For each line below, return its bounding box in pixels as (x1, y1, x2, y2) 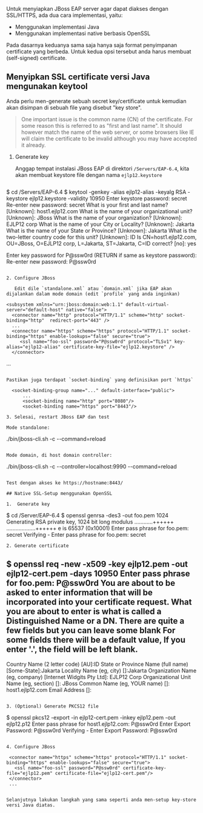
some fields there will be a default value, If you (6, 635, 186, 645)
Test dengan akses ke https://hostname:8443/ (6, 480, 123, 486)
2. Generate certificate (6, 542, 69, 549)
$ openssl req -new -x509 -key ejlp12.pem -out (6, 559, 188, 569)
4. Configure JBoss (6, 743, 56, 750)
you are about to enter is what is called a (6, 606, 162, 617)
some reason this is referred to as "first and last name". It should (21, 122, 182, 129)
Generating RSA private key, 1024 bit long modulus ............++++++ (6, 518, 174, 525)
